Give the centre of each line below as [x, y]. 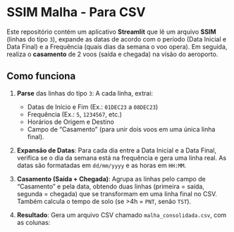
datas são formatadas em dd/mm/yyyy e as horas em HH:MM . [101, 165]
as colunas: [33, 222]
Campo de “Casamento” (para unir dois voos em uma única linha [121, 129]
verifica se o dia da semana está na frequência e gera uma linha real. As [122, 157]
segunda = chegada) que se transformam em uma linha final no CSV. [117, 193]
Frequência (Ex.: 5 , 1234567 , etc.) [75, 114]
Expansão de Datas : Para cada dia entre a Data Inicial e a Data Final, [116, 150]
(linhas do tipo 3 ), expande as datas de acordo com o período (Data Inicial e [117, 39]
